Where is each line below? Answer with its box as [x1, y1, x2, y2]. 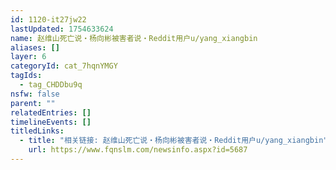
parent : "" [10, 98, 56, 108]
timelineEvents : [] [10, 117, 92, 127]
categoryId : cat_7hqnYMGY [10, 61, 118, 71]
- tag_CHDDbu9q [19, 80, 83, 90]
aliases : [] [10, 42, 60, 53]
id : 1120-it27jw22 [10, 14, 87, 25]
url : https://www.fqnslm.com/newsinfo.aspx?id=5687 [28, 145, 248, 155]
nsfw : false [10, 89, 60, 99]
